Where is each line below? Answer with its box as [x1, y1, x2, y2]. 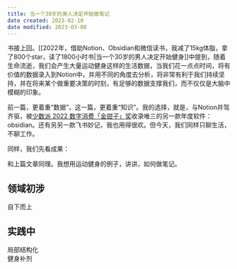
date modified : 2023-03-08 [7, 23, 87, 30]
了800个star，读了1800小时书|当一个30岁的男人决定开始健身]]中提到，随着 [7, 52, 226, 61]
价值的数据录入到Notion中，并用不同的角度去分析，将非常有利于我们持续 [7, 70, 219, 79]
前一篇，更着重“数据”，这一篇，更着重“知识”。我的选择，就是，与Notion [7, 103, 218, 112]
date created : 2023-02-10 [7, 17, 83, 24]
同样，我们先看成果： [7, 144, 69, 153]
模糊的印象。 [7, 88, 45, 96]
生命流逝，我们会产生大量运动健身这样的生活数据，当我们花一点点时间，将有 [7, 62, 231, 70]
